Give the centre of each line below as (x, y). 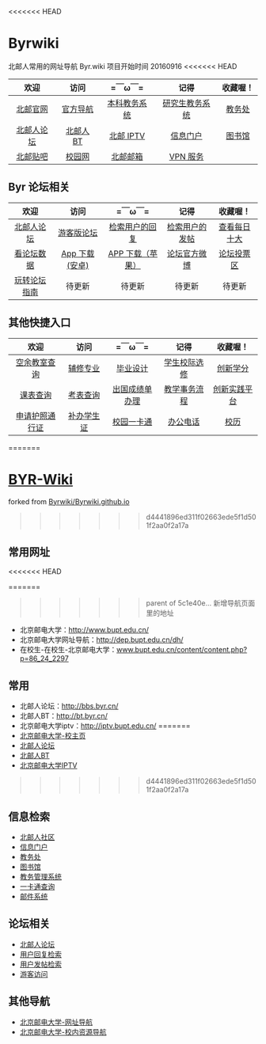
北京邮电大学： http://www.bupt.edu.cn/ (84, 630)
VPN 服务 (186, 156)
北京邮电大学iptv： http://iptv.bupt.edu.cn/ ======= (105, 726)
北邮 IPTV (127, 135)
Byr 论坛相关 (39, 187)
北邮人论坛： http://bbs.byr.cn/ (69, 706)
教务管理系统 (40, 876)
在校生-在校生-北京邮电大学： (68, 650)
